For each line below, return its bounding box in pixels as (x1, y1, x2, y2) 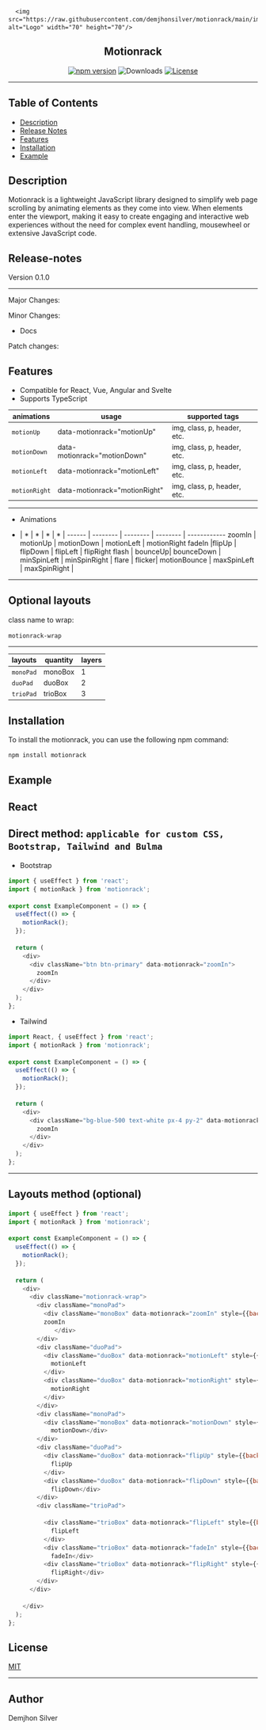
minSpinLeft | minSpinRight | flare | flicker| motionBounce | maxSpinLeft (19, 555, 255, 565)
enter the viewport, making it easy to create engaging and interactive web (8, 211, 249, 221)
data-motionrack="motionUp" (57, 427, 157, 436)
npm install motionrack (8, 752, 87, 760)
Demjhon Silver (8, 1713, 58, 1723)
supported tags (187, 411, 240, 421)
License (8, 1640, 48, 1654)
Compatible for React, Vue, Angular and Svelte (19, 386, 173, 395)
